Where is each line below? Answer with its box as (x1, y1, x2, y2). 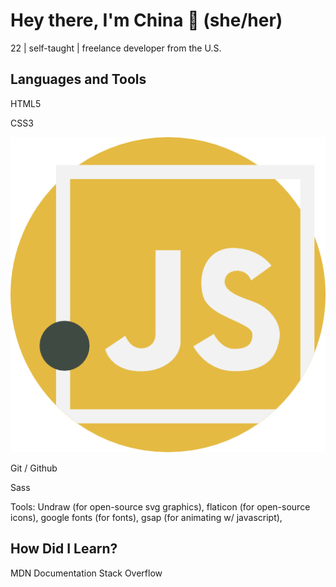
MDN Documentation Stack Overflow (10, 567, 163, 579)
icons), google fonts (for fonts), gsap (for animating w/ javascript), (10, 511, 283, 523)
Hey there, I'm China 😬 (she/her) (10, 9, 283, 32)
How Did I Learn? (10, 540, 118, 558)
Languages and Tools (10, 71, 147, 88)
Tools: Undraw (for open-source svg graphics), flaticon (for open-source (10, 500, 311, 513)
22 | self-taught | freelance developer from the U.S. (10, 42, 222, 54)
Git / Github (10, 462, 58, 474)
